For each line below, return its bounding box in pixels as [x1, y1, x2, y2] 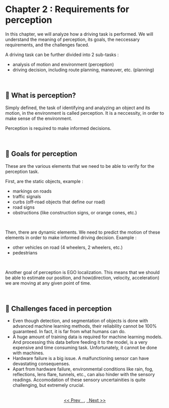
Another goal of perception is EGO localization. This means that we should [5, 269, 160, 275]
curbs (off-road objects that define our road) [12, 199, 105, 205]
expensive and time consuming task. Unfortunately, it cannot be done [12, 345, 157, 351]
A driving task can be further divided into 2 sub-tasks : [5, 52, 119, 58]
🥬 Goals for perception [5, 150, 77, 158]
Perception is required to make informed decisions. [5, 125, 111, 131]
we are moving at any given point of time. [5, 280, 91, 286]
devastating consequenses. [12, 360, 71, 367]
